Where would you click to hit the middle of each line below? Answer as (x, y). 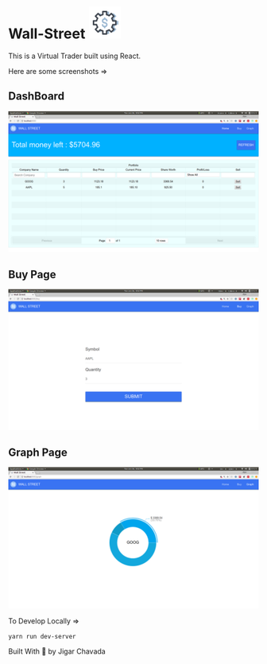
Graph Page (38, 452)
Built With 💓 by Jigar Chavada (57, 651)
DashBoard (37, 97)
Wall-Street (47, 34)
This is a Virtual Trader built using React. (75, 56)
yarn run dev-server (43, 636)
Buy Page (32, 274)
